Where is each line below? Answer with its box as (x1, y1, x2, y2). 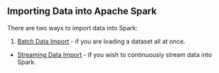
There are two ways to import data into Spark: (7, 23, 138, 32)
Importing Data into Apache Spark (7, 6, 157, 17)
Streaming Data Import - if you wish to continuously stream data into (17, 50, 213, 59)
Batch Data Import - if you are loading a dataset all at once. (17, 37, 186, 45)
